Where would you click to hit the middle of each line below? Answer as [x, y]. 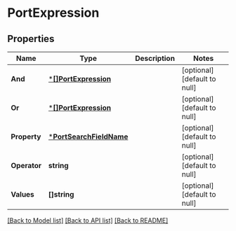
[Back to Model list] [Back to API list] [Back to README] [88, 220]
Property [26, 136]
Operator [26, 166]
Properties [31, 39]
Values [23, 194]
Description [155, 58]
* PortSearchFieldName [88, 136]
